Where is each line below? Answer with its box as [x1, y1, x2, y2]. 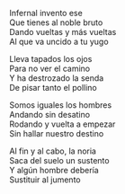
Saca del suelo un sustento [9, 155, 110, 165]
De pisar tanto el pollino [9, 83, 97, 93]
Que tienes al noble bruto [9, 17, 103, 28]
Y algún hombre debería [9, 165, 99, 175]
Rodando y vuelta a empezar [9, 119, 116, 129]
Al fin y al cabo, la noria [9, 145, 97, 156]
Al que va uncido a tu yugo [9, 36, 110, 47]
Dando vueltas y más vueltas [9, 27, 117, 37]
